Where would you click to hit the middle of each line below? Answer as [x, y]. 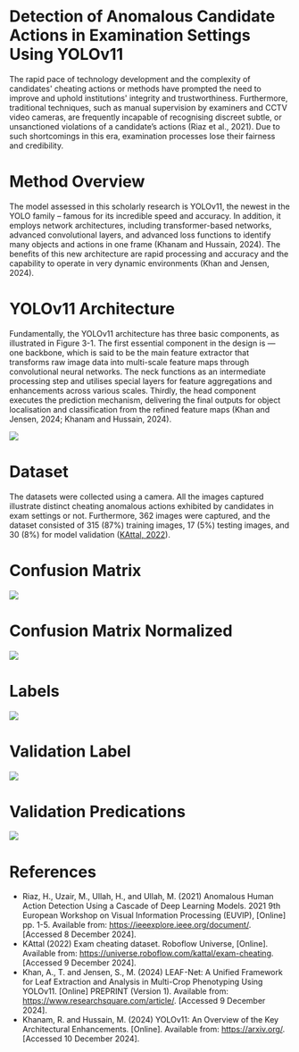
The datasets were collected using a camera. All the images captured [137, 497]
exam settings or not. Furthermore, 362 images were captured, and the [140, 515]
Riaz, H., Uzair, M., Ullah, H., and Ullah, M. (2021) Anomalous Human [148, 897]
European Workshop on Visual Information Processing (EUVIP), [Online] [154, 915]
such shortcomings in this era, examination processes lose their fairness [142, 136]
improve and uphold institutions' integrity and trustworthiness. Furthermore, [149, 98]
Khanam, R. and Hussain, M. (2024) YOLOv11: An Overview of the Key [150, 1020]
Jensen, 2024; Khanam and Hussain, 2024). [91, 419]
